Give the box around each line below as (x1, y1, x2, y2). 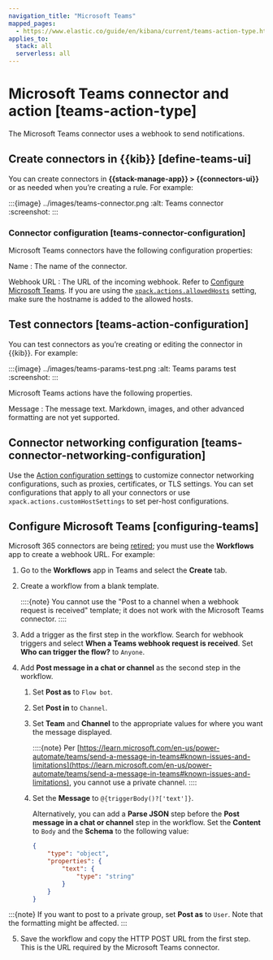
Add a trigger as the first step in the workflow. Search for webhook (19, 630, 244, 640)
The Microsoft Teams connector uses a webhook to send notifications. (8, 128, 245, 138)
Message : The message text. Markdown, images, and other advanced (8, 404, 245, 413)
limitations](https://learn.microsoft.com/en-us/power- (32, 760, 213, 770)
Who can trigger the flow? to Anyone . (19, 647, 145, 657)
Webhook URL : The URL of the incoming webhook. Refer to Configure (8, 277, 245, 287)
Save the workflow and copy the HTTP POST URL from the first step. (19, 934, 251, 944)
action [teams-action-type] (8, 102, 197, 120)
